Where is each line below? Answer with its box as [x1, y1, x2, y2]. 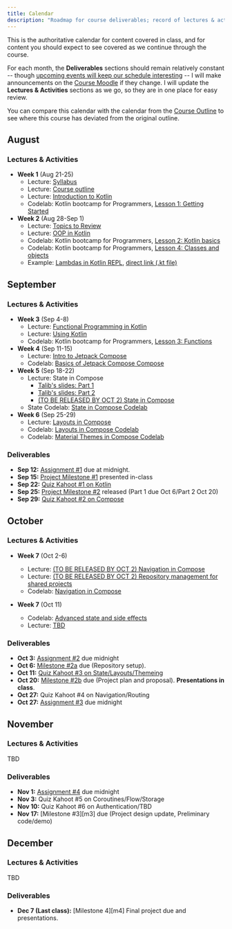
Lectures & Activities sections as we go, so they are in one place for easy [7, 86, 217, 94]
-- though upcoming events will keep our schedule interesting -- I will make [7, 71, 222, 80]
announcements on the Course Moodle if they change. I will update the [7, 78, 209, 86]
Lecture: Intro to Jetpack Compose [27, 351, 127, 360]
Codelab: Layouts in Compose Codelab [27, 425, 139, 433]
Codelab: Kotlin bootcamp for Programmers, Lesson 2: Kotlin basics [27, 237, 221, 245]
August [7, 134, 40, 145]
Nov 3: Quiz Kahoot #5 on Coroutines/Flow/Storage [17, 795, 164, 803]
